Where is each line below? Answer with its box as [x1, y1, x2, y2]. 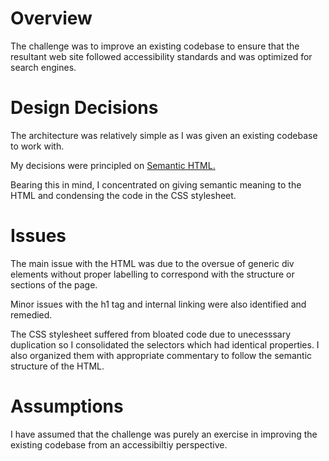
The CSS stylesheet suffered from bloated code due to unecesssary [10, 328, 292, 340]
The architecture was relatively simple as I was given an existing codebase [10, 129, 318, 141]
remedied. [10, 308, 53, 321]
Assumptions [10, 395, 124, 417]
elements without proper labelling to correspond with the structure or [10, 268, 295, 280]
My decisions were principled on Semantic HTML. [10, 159, 216, 171]
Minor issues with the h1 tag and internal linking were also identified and [10, 298, 307, 310]
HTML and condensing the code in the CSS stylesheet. [10, 189, 237, 201]
